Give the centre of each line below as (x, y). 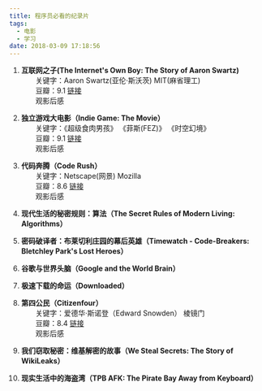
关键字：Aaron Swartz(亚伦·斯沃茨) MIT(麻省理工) (118, 80)
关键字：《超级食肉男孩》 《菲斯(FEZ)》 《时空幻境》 (123, 128)
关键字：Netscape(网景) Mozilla (88, 176)
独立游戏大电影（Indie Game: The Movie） (93, 118)
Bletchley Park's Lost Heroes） (74, 251)
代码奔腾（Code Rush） (61, 166)
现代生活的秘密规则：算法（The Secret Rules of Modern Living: (128, 214)
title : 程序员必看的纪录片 (49, 16)
